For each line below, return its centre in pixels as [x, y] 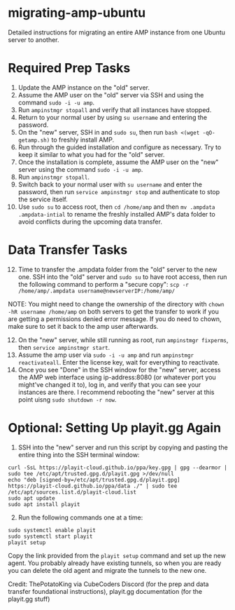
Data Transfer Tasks [68, 250]
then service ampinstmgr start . [64, 347]
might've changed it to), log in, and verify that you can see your [109, 384]
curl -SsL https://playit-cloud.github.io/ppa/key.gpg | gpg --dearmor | [118, 468]
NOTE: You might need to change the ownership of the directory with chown [116, 304]
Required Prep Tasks [69, 68]
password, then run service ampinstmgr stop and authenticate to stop [119, 191]
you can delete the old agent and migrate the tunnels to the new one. [107, 570]
